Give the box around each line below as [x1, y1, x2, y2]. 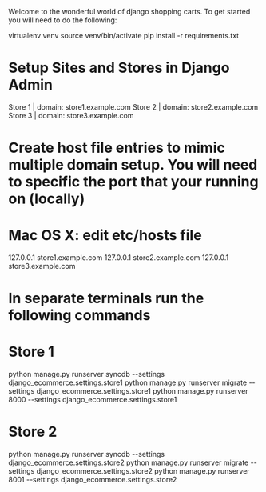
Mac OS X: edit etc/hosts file [8, 226, 202, 245]
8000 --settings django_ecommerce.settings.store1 [8, 395, 177, 405]
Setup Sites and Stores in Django [8, 59, 230, 77]
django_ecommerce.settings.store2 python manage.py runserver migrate [8, 458, 249, 467]
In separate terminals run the [8, 290, 204, 307]
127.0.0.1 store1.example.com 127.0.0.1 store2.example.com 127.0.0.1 [8, 253, 229, 262]
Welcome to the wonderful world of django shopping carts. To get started [8, 7, 251, 16]
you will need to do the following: [8, 15, 117, 25]
